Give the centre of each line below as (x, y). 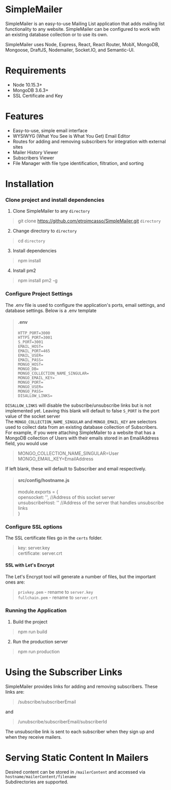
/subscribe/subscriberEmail (47, 702)
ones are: (15, 582)
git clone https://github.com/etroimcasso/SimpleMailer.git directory (89, 221)
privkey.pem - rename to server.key (55, 592)
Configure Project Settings (39, 294)
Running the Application (36, 611)
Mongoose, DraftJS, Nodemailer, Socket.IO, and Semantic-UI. (70, 50)
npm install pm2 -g (38, 281)
